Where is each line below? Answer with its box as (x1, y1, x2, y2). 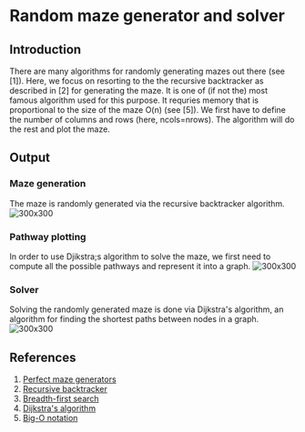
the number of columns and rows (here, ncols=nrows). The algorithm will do (9, 115, 295, 125)
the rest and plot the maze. (9, 124, 111, 135)
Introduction (9, 42, 82, 57)
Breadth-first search (22, 393, 99, 405)
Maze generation (9, 177, 86, 190)
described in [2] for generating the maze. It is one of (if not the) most (9, 85, 269, 95)
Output (9, 150, 50, 166)
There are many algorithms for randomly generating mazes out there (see (9, 65, 285, 76)
